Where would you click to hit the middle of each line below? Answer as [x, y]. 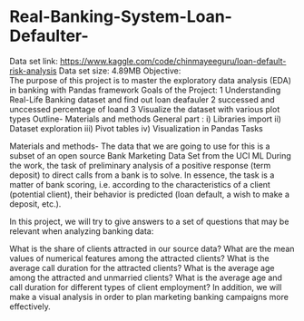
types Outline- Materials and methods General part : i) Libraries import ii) [145, 119]
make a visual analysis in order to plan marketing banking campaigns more [149, 297]
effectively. [30, 306]
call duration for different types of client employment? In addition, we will [146, 287]
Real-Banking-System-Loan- [121, 17]
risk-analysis [33, 71]
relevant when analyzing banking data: [82, 231]
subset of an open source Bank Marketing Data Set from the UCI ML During [151, 155]
